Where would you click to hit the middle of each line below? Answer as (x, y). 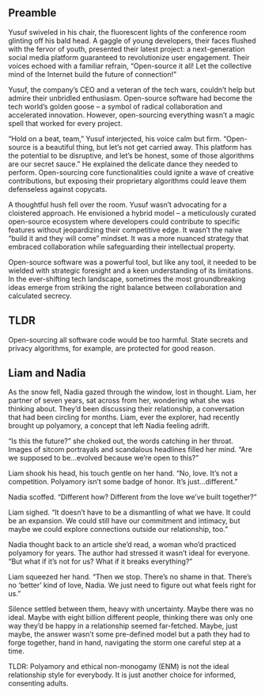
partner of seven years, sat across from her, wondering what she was (121, 400)
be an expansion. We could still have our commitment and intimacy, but (124, 521)
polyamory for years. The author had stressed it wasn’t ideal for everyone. (129, 553)
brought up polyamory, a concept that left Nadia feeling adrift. (109, 426)
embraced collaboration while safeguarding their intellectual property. (122, 247)
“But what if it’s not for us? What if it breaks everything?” (100, 561)
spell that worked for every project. (65, 123)
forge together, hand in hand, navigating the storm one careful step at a (125, 643)
